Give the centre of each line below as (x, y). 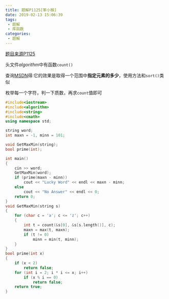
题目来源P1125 (20, 54)
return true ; (28, 287)
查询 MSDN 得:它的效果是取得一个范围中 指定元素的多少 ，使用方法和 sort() (82, 75)
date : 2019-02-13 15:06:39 (34, 15)
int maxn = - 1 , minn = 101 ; (35, 135)
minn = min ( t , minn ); (56, 239)
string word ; (19, 131)
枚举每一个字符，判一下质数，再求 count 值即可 (54, 93)
